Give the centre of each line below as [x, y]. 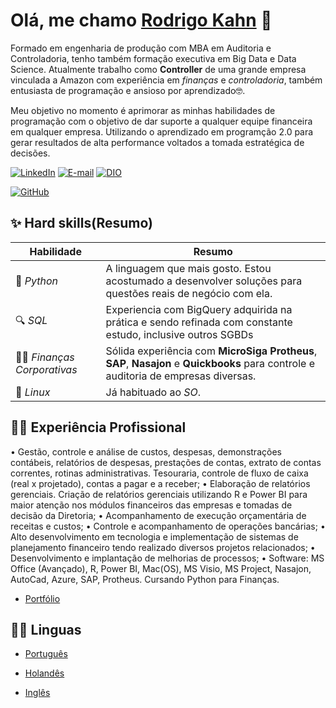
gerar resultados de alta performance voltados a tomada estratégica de [157, 142]
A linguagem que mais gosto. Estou [188, 268]
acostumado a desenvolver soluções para [204, 281]
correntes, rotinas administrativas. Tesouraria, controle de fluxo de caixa [159, 473]
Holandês [44, 673]
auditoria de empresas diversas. [181, 376]
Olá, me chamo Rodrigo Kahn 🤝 [141, 20]
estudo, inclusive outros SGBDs [179, 334]
